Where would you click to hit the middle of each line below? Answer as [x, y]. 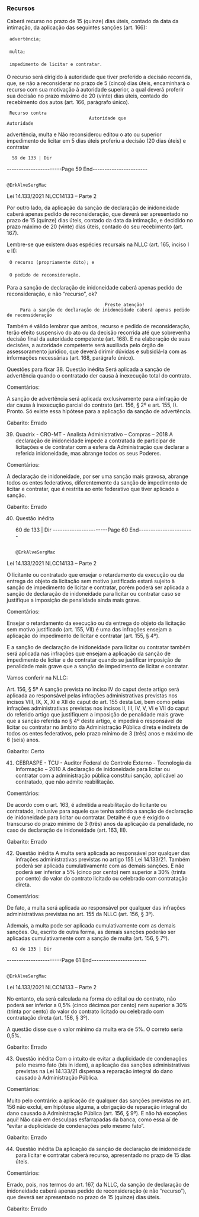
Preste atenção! [125, 305]
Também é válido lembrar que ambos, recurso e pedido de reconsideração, [99, 326]
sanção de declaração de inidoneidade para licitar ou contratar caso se [94, 594]
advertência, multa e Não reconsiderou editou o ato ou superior [84, 134]
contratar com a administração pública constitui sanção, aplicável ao [99, 776]
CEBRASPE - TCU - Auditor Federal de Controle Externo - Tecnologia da [103, 763]
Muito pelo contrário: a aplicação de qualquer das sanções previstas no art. [99, 1100]
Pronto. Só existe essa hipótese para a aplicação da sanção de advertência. [99, 411]
